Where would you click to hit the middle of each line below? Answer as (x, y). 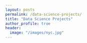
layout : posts (20, 10)
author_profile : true (28, 23)
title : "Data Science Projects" (39, 19)
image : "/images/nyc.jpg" (37, 33)
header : (13, 28)
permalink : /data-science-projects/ (43, 14)
